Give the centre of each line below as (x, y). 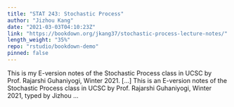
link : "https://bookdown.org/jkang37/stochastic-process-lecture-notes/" (118, 33)
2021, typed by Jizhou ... (43, 95)
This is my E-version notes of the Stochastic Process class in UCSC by (110, 73)
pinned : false (28, 53)
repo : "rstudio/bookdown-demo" (53, 46)
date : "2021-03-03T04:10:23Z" (52, 27)
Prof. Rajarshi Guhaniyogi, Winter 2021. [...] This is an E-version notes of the (117, 80)
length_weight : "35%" (39, 40)
